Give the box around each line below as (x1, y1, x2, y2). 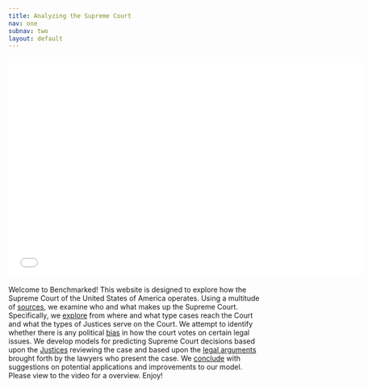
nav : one (8, 19, 38, 27)
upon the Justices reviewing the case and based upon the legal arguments (8, 345, 257, 355)
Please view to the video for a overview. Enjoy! (8, 371, 163, 381)
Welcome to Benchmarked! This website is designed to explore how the (8, 285, 247, 295)
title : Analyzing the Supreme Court (8, 11, 132, 20)
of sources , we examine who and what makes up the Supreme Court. (8, 302, 238, 312)
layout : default (8, 34, 63, 43)
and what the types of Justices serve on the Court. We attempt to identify (8, 319, 253, 329)
